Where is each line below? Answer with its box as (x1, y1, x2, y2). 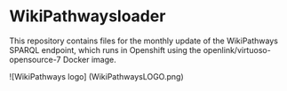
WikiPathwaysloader (9, 6, 166, 27)
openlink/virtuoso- (203, 44, 271, 55)
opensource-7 (9, 54, 61, 64)
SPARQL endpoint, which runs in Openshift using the (9, 44, 202, 55)
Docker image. (62, 54, 117, 64)
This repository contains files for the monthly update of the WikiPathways (9, 35, 278, 46)
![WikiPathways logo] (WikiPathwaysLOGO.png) (9, 71, 184, 81)
